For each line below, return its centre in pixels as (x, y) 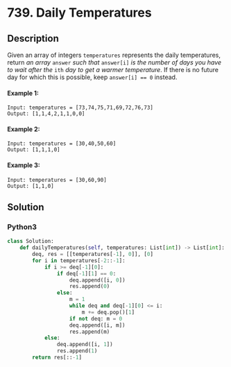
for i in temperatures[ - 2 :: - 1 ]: (79, 261)
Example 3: (24, 165)
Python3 (22, 227)
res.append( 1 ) (77, 351)
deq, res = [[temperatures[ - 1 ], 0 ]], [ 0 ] (93, 255)
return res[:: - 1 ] (57, 358)
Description (33, 39)
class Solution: (31, 241)
